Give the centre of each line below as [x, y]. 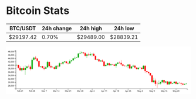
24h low [124, 29]
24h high [91, 29]
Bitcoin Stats [38, 11]
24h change [57, 29]
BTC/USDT [23, 29]
